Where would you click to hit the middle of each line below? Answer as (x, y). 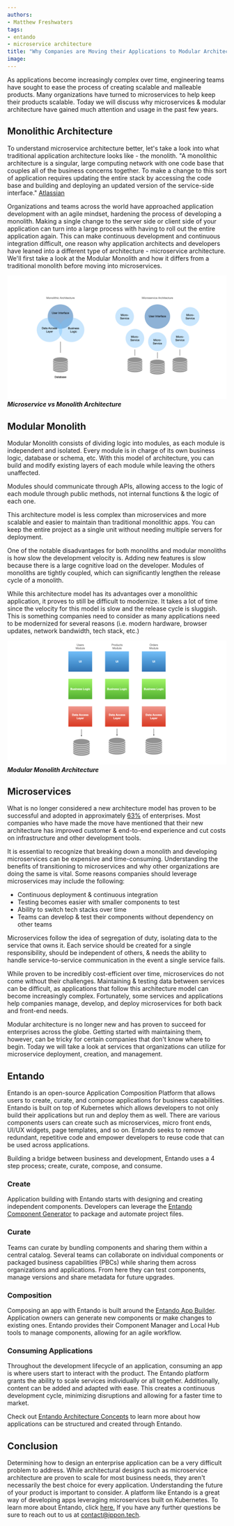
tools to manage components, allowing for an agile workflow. (94, 1333)
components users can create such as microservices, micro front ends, (110, 1123)
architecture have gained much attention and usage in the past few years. (113, 109)
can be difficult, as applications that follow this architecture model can (108, 989)
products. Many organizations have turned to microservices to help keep (111, 94)
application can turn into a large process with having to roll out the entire (111, 228)
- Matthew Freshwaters (40, 22)
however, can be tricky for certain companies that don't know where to (109, 1039)
